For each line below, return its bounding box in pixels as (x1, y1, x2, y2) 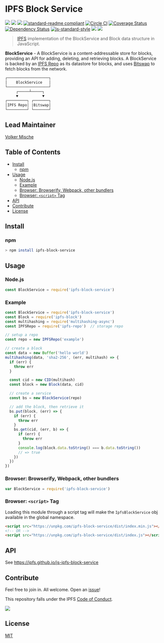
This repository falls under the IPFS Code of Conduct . (5, 596, 113, 602)
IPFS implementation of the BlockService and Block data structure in (17, 35, 155, 41)
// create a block (5, 346, 42, 351)
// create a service (9, 391, 51, 396)
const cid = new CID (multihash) (9, 377, 76, 383)
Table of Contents (5, 148, 61, 156)
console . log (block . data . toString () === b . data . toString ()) (18, 445, 141, 450)
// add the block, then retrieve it (9, 404, 84, 409)
